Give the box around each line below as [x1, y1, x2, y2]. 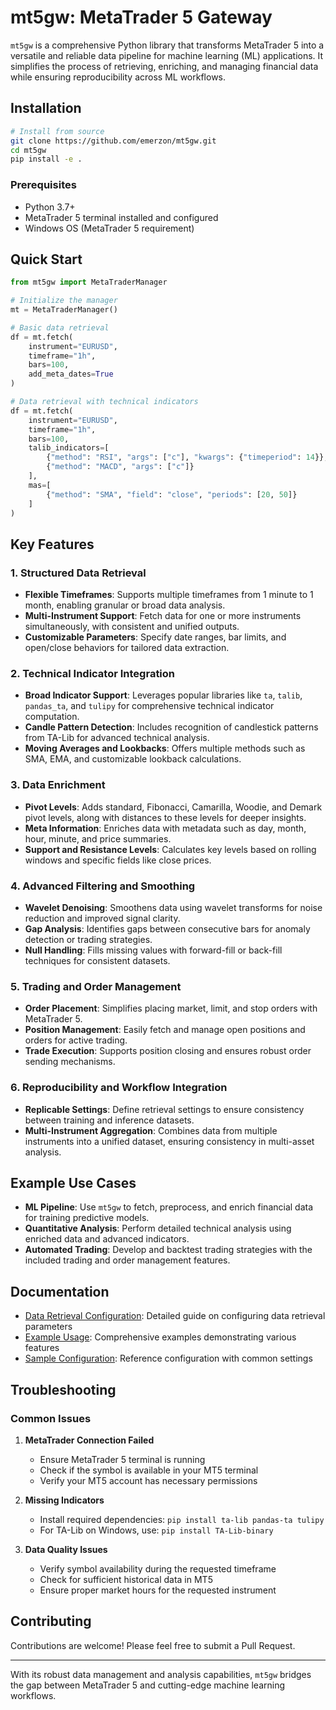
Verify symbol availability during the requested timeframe [39, 1562, 277, 1575]
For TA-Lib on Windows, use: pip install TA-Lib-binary [39, 1524, 274, 1536]
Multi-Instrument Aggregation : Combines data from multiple [24, 1124, 278, 1136]
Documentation [10, 1283, 110, 1300]
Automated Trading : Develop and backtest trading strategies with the [24, 1244, 313, 1256]
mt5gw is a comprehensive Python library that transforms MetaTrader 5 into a [10, 39, 325, 51]
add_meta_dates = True [28, 369, 114, 380]
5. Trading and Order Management [10, 979, 182, 993]
